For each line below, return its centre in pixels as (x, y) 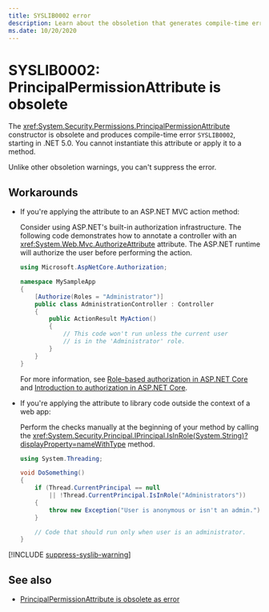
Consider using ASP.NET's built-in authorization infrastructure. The (130, 227)
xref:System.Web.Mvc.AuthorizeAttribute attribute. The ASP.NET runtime (140, 244)
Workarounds (43, 192)
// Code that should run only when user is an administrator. (141, 532)
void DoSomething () (52, 473)
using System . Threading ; (61, 458)
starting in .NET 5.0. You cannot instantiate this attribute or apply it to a (125, 143)
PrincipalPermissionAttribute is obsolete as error (100, 599)
